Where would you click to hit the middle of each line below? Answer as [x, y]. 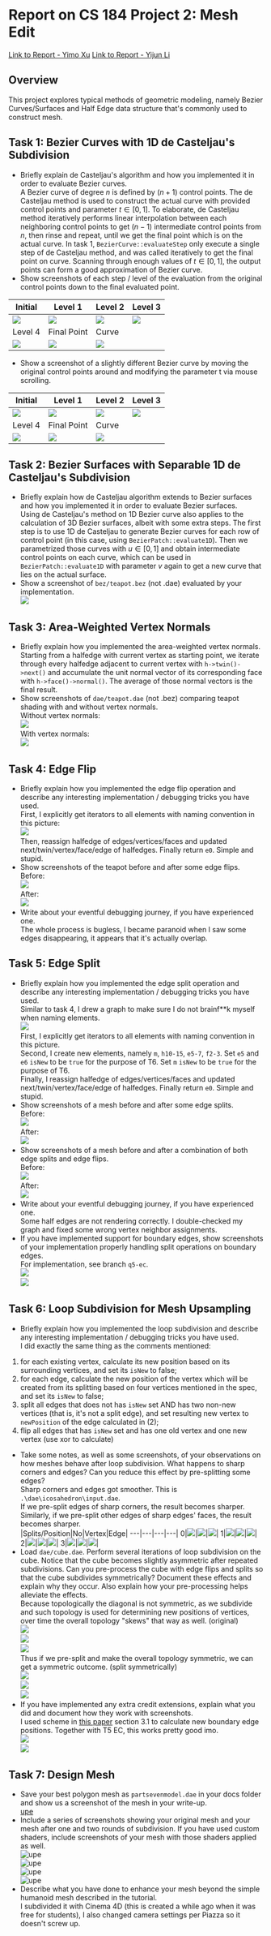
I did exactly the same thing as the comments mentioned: [116, 1345]
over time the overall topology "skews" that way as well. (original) [129, 1620]
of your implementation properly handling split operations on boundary [138, 1246]
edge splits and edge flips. [64, 1159]
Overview [34, 80]
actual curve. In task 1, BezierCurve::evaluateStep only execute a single [140, 243]
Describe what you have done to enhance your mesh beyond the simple [140, 1889]
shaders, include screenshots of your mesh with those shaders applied [138, 1837]
